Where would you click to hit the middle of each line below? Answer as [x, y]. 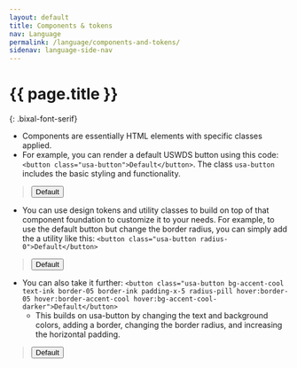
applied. [37, 145]
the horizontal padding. [78, 334]
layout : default [39, 17]
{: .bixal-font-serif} [43, 119]
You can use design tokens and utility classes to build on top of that [145, 210]
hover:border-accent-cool [82, 299]
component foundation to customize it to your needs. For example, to [148, 220]
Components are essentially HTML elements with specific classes [142, 136]
